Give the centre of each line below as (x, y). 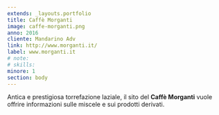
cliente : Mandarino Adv (42, 39)
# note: (18, 59)
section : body (28, 77)
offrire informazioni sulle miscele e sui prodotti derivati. (86, 105)
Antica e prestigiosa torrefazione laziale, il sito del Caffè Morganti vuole (110, 97)
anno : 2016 (23, 33)
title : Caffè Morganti (40, 20)
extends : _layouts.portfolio (49, 13)
